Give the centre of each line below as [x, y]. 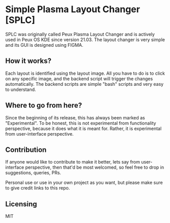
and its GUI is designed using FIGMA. [44, 45]
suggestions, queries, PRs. [33, 173]
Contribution [26, 150]
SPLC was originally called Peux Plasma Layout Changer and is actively [80, 34]
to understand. [21, 89]
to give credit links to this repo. [38, 188]
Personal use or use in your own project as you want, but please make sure [84, 183]
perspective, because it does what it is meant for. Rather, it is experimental [83, 129]
